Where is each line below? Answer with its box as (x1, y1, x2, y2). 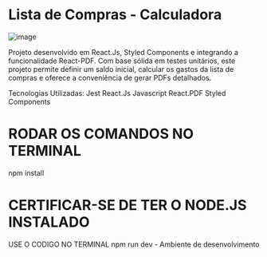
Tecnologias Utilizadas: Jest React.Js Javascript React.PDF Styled (8, 88, 226, 97)
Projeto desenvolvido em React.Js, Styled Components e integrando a (8, 47, 239, 57)
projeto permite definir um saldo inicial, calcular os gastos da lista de (8, 64, 234, 73)
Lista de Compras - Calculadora (8, 6, 222, 24)
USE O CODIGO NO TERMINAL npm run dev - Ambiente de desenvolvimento (8, 239, 260, 249)
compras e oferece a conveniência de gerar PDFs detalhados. (8, 73, 212, 82)
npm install (8, 168, 45, 177)
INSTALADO (8, 213, 90, 231)
